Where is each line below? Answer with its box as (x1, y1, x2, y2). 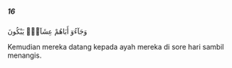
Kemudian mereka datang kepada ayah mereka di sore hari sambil (7, 42, 225, 51)
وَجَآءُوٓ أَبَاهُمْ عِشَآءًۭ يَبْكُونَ (7, 26, 88, 36)
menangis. (7, 50, 42, 60)
